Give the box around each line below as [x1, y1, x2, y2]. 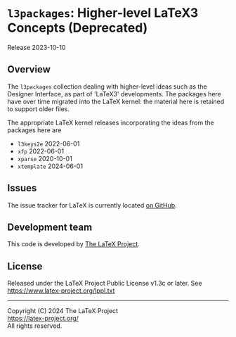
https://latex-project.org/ [7, 314, 79, 323]
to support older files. [7, 104, 70, 113]
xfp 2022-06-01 [17, 146, 65, 155]
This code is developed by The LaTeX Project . [7, 240, 140, 248]
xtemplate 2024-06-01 [17, 162, 83, 170]
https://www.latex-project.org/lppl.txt [7, 286, 115, 295]
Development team [7, 221, 93, 233]
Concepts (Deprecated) [7, 20, 148, 36]
